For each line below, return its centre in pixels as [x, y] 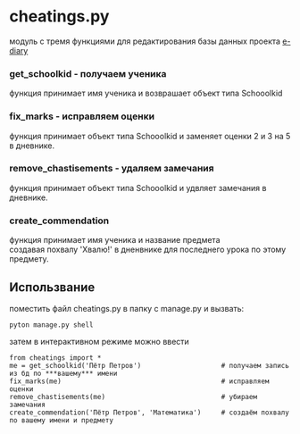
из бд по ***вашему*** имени [63, 373]
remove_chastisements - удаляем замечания [112, 169]
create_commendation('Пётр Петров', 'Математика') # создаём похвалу [150, 413]
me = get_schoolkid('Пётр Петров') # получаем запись [150, 365]
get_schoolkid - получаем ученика [88, 73]
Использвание [52, 287]
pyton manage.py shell [51, 325]
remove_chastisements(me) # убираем [133, 396]
